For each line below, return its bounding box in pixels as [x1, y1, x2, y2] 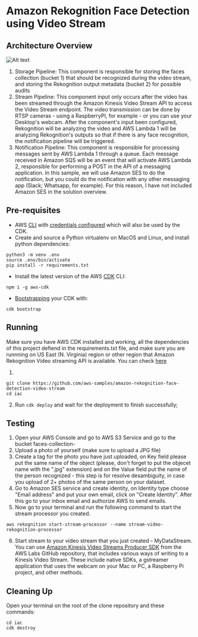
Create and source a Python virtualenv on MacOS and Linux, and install [14, 234, 190, 241]
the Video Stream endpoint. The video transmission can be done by [14, 106, 180, 113]
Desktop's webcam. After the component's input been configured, [14, 119, 177, 126]
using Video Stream [6, 17, 106, 30]
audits [14, 87, 30, 94]
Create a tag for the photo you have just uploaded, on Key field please [14, 453, 187, 460]
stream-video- [128, 521, 164, 528]
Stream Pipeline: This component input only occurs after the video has [14, 94, 188, 100]
